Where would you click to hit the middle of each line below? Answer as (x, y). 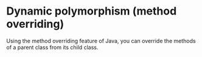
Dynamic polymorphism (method (92, 11)
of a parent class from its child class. (52, 47)
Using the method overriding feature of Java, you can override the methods (101, 41)
